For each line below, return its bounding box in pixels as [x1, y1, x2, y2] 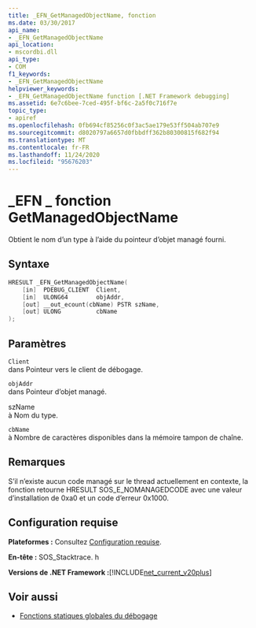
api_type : [8, 56, 41, 64]
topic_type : [8, 107, 47, 115]
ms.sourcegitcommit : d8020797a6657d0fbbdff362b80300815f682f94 [8, 128, 220, 136]
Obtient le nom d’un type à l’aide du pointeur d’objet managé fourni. [8, 235, 226, 244]
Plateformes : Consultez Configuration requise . [8, 537, 163, 546]
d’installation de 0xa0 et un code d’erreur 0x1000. [8, 493, 170, 503]
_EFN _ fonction [8, 192, 112, 210]
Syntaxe [8, 258, 49, 271]
